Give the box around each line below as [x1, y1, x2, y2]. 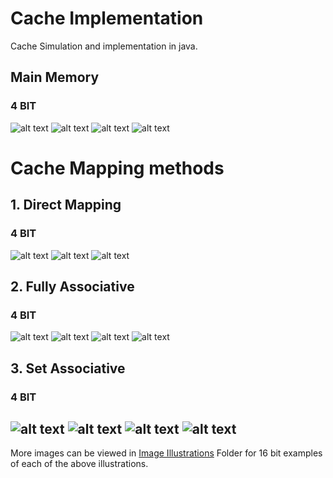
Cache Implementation [10, 7, 204, 30]
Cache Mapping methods [10, 157, 225, 179]
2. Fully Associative [10, 278, 135, 295]
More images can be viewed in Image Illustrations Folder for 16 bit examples [10, 447, 323, 459]
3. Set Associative [10, 360, 126, 377]
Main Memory [10, 69, 100, 86]
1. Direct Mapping [10, 197, 122, 214]
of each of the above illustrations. [10, 458, 149, 470]
